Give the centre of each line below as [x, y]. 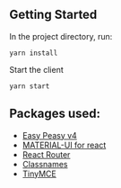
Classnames [45, 164]
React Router [46, 154]
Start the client [37, 69]
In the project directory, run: [61, 36]
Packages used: [55, 114]
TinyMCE [39, 174]
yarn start [30, 86]
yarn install [34, 53]
